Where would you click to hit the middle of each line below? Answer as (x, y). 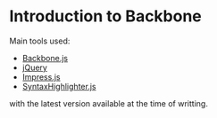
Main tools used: (40, 41)
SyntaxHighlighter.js (59, 86)
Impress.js (41, 76)
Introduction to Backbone (106, 16)
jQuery (34, 67)
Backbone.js (45, 58)
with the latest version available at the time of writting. (108, 103)
